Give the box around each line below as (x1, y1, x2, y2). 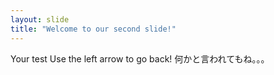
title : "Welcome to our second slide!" (10, 24, 177, 34)
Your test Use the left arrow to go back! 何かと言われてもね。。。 (10, 52, 270, 65)
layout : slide (10, 14, 70, 25)
